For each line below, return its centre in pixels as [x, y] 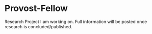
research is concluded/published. [38, 26]
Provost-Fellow [36, 8]
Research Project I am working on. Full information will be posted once [76, 22]
